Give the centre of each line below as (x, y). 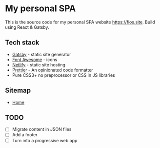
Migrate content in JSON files (42, 129)
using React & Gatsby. (27, 27)
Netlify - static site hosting (39, 64)
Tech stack (22, 43)
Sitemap (18, 91)
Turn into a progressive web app (45, 140)
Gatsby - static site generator (41, 54)
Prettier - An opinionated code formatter (53, 70)
